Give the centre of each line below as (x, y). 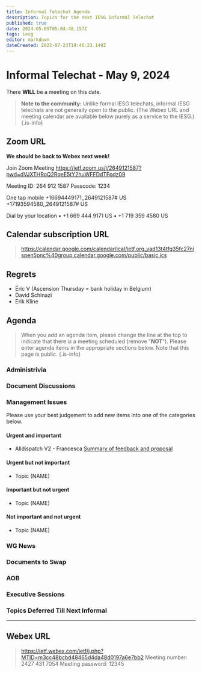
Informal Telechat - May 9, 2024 (88, 75)
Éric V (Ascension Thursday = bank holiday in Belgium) (83, 289)
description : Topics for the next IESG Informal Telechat (80, 17)
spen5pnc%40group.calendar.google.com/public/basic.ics (94, 255)
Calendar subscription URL (58, 234)
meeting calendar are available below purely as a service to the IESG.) (108, 116)
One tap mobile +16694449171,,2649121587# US (66, 197)
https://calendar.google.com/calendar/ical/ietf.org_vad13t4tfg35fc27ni (107, 249)
